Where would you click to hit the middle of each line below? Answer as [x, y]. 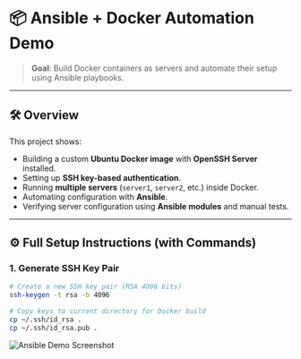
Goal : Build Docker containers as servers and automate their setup [154, 68]
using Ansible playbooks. [77, 77]
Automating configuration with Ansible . [95, 197]
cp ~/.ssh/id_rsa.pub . [54, 328]
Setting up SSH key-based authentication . [102, 177]
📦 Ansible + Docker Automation [132, 18]
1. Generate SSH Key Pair [64, 269]
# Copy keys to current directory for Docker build [107, 312]
